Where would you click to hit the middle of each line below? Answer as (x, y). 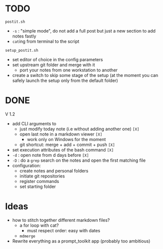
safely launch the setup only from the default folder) (65, 80)
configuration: (26, 165)
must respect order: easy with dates (64, 230)
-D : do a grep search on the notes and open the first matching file (79, 160)
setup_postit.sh (22, 50)
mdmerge (27, 236)
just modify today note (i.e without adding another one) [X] (79, 129)
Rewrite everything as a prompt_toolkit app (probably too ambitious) (81, 241)
